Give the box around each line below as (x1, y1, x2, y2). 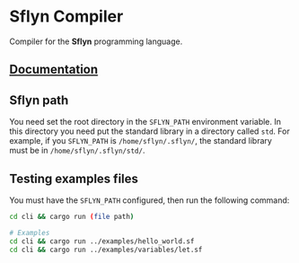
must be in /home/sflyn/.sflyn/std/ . (9, 145, 145, 156)
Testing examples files (9, 171, 139, 186)
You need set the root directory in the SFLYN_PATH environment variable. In (9, 117, 281, 127)
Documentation (9, 62, 99, 77)
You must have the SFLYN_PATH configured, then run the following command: (9, 195, 290, 206)
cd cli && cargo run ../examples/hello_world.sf (9, 236, 195, 246)
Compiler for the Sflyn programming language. (9, 36, 183, 47)
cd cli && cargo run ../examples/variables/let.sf (9, 245, 203, 254)
